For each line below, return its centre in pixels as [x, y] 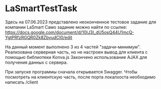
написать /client [21, 82]
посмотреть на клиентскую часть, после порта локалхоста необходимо [80, 77]
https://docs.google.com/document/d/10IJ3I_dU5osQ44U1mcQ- [70, 32]
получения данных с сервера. [36, 62]
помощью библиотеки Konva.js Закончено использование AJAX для [76, 57]
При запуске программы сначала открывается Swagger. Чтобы [71, 71]
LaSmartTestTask [41, 9]
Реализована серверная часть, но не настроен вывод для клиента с [76, 52]
